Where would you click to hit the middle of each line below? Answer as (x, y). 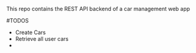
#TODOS (17, 20)
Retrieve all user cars (42, 39)
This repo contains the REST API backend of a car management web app (98, 9)
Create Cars (30, 32)
